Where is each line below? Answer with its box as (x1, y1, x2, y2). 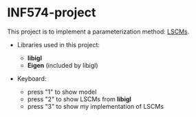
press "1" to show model (27, 88, 97, 96)
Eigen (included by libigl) (27, 61, 98, 69)
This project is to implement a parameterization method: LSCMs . (7, 27, 190, 36)
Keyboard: (17, 74, 47, 83)
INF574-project (7, 5, 96, 21)
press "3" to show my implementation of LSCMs (27, 102, 164, 110)
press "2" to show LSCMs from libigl (27, 94, 132, 103)
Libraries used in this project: (17, 40, 100, 49)
